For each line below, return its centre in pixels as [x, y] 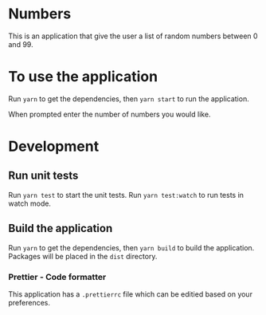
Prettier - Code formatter [57, 277]
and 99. [21, 44]
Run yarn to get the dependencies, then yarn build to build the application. [131, 247]
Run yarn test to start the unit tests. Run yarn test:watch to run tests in [126, 195]
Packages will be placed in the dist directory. [83, 256]
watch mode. [30, 203]
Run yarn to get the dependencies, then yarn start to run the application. [129, 98]
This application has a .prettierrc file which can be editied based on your [131, 294]
